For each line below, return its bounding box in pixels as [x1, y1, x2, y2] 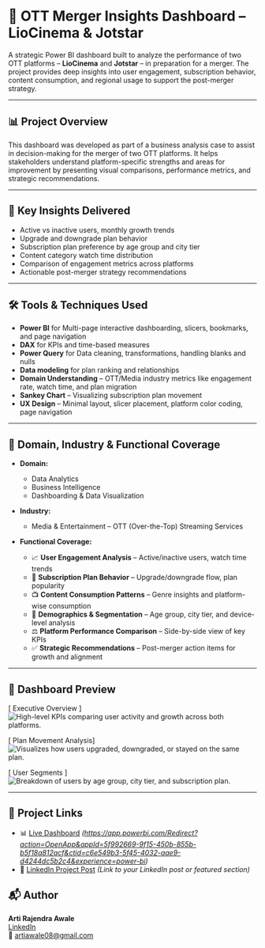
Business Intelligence [31, 483, 101, 492]
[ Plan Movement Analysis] [8, 736, 95, 745]
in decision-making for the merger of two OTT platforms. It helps [8, 148, 218, 157]
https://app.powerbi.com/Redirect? [84, 828, 199, 837]
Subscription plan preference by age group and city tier [19, 241, 200, 252]
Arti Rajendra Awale [8, 913, 75, 923]
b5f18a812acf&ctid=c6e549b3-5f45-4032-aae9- [19, 848, 181, 857]
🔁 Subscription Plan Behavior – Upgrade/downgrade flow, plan [31, 573, 238, 582]
